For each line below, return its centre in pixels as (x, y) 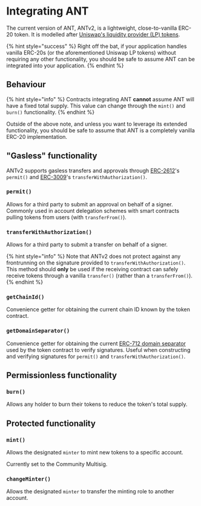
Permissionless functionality (61, 375)
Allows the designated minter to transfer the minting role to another (90, 491)
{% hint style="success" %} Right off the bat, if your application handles (97, 46)
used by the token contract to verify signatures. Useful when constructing (98, 349)
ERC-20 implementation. (37, 137)
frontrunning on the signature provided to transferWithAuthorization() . (96, 263)
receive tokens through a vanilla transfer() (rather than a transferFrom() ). (99, 276)
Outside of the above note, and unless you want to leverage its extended (97, 124)
